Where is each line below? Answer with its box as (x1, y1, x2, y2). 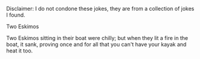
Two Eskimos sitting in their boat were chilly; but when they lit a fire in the (6, 35, 188, 41)
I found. (6, 11, 26, 18)
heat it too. (6, 47, 33, 54)
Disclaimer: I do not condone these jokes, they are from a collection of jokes (6, 5, 195, 12)
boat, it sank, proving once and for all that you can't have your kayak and (6, 41, 187, 48)
